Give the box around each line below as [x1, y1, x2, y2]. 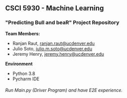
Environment [5, 60, 33, 67]
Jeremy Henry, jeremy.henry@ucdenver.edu [12, 51, 104, 57]
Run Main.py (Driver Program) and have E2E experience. [5, 87, 123, 93]
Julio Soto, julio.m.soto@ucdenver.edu [12, 45, 92, 52]
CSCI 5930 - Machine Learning [5, 4, 104, 13]
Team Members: [5, 30, 40, 37]
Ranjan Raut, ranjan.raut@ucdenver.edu [12, 40, 95, 46]
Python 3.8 [12, 70, 35, 76]
